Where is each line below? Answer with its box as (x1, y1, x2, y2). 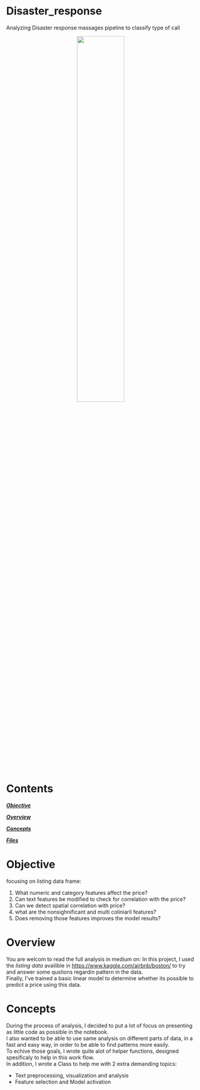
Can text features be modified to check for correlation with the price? (14, 896, 186, 903)
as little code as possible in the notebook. (6, 1028, 109, 1035)
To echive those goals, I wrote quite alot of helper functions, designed (6, 1047, 179, 1055)
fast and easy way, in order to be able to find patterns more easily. (6, 1041, 169, 1048)
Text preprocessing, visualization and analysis (14, 1071, 129, 1079)
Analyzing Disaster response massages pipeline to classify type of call (6, 24, 180, 31)
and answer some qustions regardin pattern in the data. (6, 968, 143, 975)
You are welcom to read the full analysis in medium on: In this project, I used (6, 956, 195, 963)
